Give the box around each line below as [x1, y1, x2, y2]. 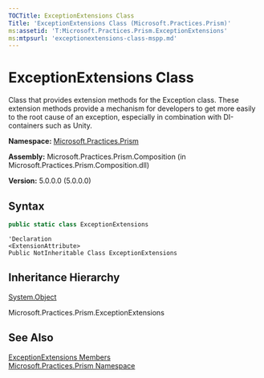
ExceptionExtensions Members [8, 352, 111, 362]
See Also [8, 331, 54, 345]
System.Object [8, 292, 57, 302]
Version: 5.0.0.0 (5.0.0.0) [8, 176, 91, 185]
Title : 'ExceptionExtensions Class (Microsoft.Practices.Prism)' [8, 19, 231, 27]
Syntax [8, 199, 45, 213]
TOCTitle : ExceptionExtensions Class [8, 11, 135, 20]
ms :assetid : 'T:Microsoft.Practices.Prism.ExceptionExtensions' [8, 26, 228, 35]
